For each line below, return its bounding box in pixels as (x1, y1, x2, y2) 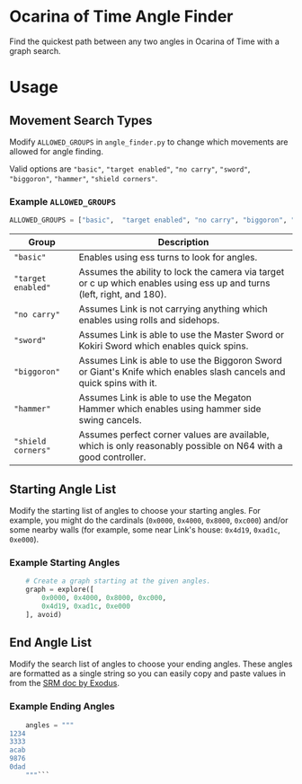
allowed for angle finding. (9, 145, 103, 156)
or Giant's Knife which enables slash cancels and (78, 366, 286, 378)
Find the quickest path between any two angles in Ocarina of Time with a (9, 36, 280, 47)
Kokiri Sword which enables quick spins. (78, 339, 249, 352)
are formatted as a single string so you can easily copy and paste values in (9, 668, 286, 679)
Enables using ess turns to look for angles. (78, 251, 258, 264)
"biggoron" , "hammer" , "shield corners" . (9, 172, 158, 183)
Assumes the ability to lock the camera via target (78, 266, 285, 278)
